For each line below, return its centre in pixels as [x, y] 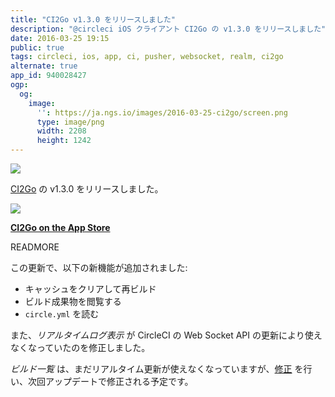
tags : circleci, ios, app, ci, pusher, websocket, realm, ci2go [147, 57]
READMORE [35, 247]
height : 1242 [64, 141]
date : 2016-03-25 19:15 [60, 38]
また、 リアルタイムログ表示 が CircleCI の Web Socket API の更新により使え [166, 335]
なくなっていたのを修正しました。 [80, 347]
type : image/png [70, 122]
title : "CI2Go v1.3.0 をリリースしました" [93, 19]
